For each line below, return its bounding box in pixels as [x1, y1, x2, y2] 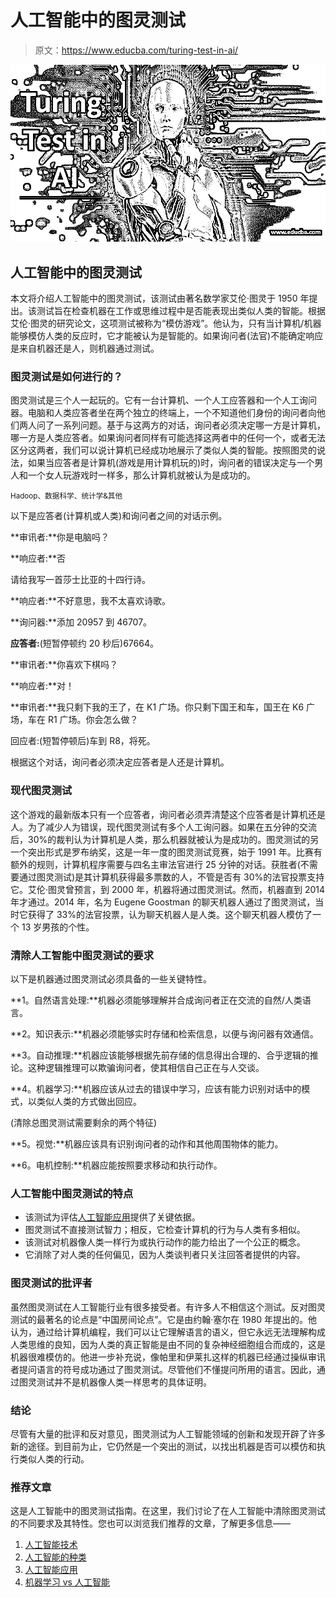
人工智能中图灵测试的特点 [10, 1186, 134, 1200]
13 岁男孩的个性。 [21, 921, 95, 933]
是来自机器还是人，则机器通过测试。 [10, 342, 160, 355]
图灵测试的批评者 [10, 1276, 93, 1290]
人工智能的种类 [24, 1551, 87, 1563]
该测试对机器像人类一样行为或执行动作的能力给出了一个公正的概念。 [24, 1236, 306, 1248]
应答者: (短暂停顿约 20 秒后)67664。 [10, 637, 159, 650]
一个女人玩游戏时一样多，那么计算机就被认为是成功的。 [27, 469, 256, 481]
